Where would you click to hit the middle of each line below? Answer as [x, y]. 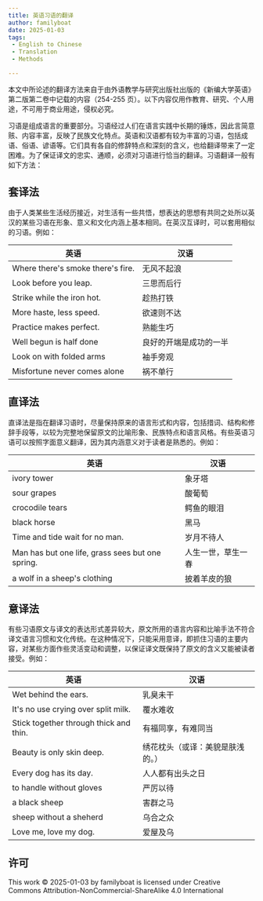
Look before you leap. [52, 283]
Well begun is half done [55, 341]
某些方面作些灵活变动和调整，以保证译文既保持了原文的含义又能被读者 [142, 649]
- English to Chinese [47, 45]
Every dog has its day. [53, 773]
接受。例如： [29, 658]
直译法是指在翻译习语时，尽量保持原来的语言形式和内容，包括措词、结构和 [128, 422]
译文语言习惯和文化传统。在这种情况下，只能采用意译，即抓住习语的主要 [124, 639]
